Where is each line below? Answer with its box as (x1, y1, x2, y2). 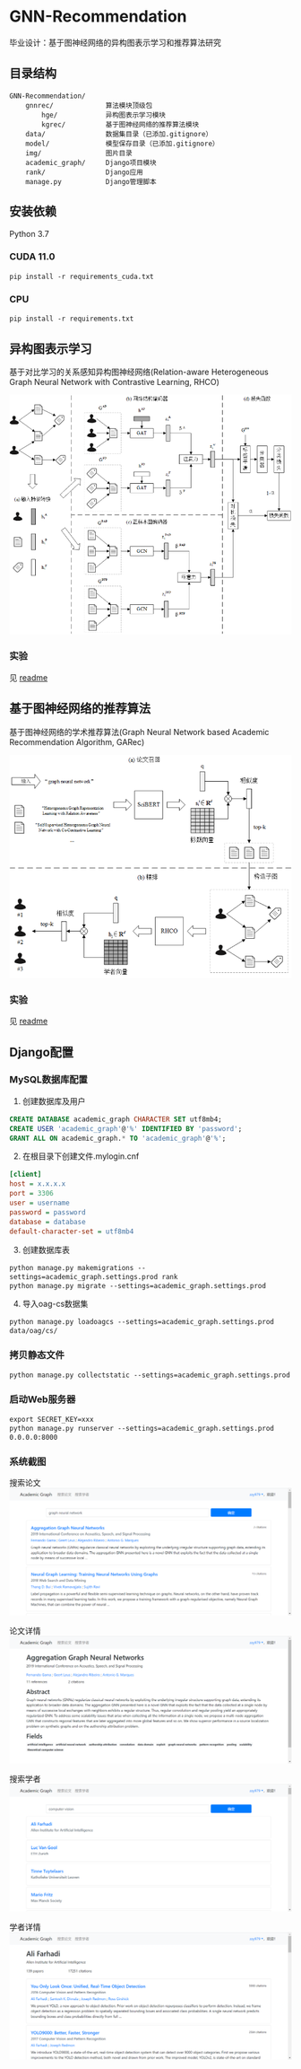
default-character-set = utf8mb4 (9, 1227, 134, 1236)
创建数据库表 (21, 1244, 70, 1255)
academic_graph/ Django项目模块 (25, 158, 157, 167)
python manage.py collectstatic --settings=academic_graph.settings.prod (9, 1371, 291, 1380)
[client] (9, 1170, 42, 1179)
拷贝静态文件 (9, 1348, 65, 1361)
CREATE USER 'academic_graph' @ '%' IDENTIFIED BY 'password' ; (9, 1124, 243, 1133)
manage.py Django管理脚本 (25, 177, 157, 186)
